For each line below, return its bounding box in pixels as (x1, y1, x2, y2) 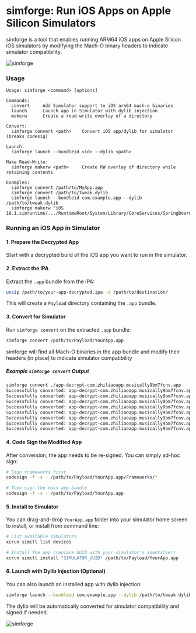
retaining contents (6, 170, 54, 176)
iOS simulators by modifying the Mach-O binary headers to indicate (6, 42, 168, 49)
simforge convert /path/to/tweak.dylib (11, 190, 108, 196)
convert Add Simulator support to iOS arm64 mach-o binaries (11, 103, 174, 109)
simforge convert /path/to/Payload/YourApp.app (6, 338, 124, 343)
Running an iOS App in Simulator (6, 224, 100, 232)
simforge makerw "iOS (11, 205, 64, 211)
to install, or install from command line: (6, 522, 99, 529)
